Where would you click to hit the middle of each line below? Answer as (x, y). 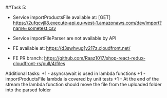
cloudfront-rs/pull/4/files (39, 63)
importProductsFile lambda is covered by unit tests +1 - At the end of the (82, 79)
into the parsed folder (28, 90)
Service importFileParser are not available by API (64, 38)
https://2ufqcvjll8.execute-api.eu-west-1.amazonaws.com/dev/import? (87, 23)
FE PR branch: (28, 58)
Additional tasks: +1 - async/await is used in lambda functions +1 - (75, 73)
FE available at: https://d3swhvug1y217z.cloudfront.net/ (71, 48)
